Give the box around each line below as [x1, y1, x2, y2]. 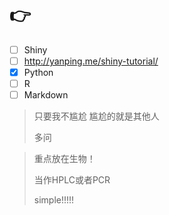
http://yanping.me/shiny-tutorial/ [23, 55, 159, 67]
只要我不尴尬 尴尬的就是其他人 [33, 110, 160, 122]
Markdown [23, 89, 69, 101]
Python [23, 67, 54, 79]
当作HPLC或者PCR [33, 174, 111, 186]
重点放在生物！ [33, 153, 96, 165]
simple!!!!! [33, 194, 75, 206]
